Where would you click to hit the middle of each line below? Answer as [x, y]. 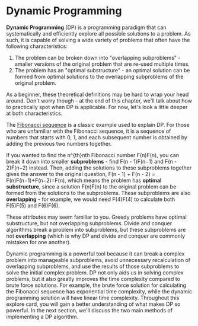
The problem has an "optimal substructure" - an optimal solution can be [102, 70]
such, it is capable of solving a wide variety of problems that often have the [98, 40]
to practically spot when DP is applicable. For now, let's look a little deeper [97, 107]
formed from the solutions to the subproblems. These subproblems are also [98, 193]
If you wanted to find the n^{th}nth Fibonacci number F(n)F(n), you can [93, 155]
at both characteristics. [34, 113]
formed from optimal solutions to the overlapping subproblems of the [99, 76]
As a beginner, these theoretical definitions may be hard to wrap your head [98, 94]
